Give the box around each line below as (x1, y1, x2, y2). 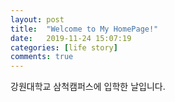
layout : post (10, 14, 65, 25)
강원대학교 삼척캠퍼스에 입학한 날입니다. (10, 81, 166, 93)
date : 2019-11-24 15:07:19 (10, 33, 132, 43)
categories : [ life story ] (10, 42, 118, 53)
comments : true (10, 52, 74, 62)
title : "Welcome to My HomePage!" (10, 24, 159, 34)
